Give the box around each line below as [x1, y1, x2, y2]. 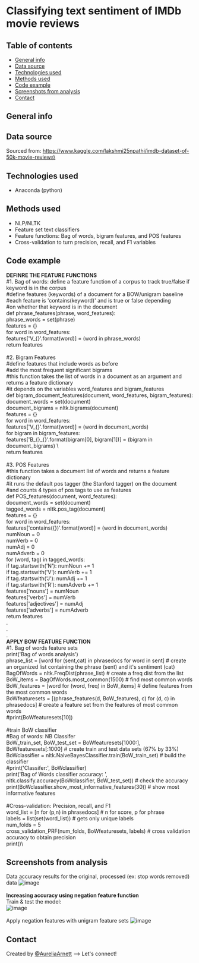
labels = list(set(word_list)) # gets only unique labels [6, 814, 134, 822]
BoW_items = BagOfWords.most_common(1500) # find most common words [6, 676, 193, 683]
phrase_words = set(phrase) [6, 316, 75, 323]
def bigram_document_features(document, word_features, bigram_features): [6, 391, 193, 399]
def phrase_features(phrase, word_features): [6, 309, 116, 316]
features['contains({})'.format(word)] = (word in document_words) [6, 524, 168, 531]
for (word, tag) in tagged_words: [6, 556, 85, 563]
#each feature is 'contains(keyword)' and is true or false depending [6, 297, 171, 304]
